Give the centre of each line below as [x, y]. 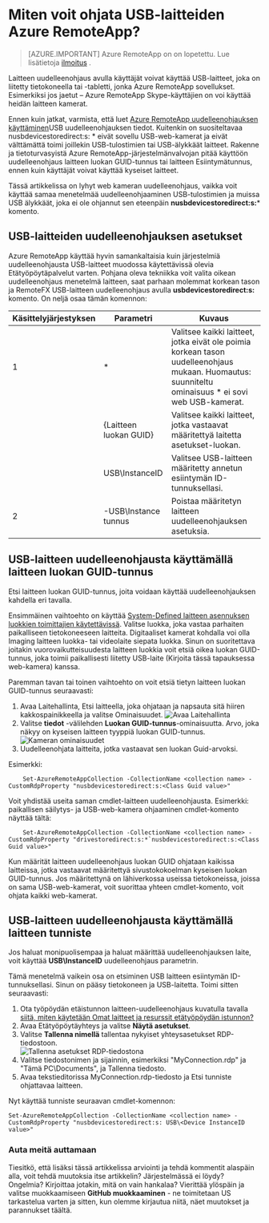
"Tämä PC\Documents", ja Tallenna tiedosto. [93, 1068]
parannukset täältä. [40, 1210]
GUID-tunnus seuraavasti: [51, 690]
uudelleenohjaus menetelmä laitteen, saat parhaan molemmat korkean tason [134, 281]
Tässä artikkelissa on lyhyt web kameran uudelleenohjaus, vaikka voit [123, 185]
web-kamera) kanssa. [44, 666]
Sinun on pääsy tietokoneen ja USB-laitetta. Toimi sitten [147, 985]
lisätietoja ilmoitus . [60, 63]
